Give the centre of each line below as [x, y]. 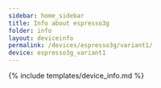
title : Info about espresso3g [59, 23]
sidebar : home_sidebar [46, 16]
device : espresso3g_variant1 [57, 53]
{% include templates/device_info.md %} [76, 76]
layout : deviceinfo [41, 38]
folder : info [30, 30]
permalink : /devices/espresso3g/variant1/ [80, 46]
